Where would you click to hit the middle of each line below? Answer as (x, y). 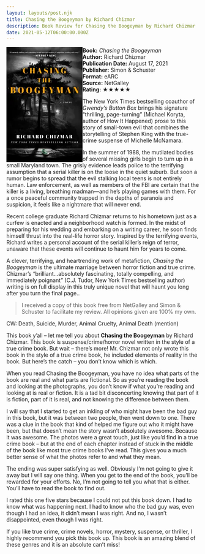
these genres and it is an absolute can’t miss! (63, 545)
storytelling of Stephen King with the (129, 134)
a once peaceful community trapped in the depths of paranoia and (90, 198)
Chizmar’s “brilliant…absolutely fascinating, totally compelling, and (90, 274)
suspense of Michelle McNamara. (140, 140)
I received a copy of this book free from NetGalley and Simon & (101, 305)
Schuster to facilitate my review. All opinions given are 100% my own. (109, 312)
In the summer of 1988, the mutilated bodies (138, 153)
